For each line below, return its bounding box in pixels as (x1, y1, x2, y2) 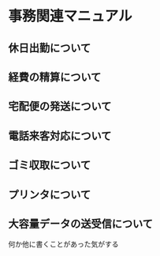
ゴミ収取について (8, 159, 91, 172)
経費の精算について (8, 70, 102, 84)
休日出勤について (8, 41, 91, 55)
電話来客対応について (8, 129, 112, 142)
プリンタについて (8, 187, 91, 201)
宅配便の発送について (8, 100, 112, 113)
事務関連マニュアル (8, 7, 132, 25)
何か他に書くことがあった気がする (8, 239, 119, 249)
